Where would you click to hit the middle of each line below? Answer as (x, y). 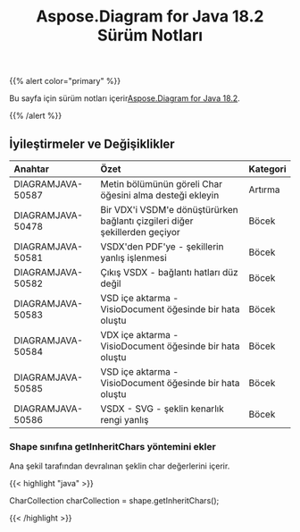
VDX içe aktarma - (140, 335)
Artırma (264, 190)
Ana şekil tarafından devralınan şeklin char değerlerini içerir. (120, 466)
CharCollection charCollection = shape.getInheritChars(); (114, 501)
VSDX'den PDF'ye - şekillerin (162, 246)
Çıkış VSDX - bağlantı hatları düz (169, 272)
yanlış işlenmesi (133, 258)
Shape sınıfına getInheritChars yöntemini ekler (112, 446)
